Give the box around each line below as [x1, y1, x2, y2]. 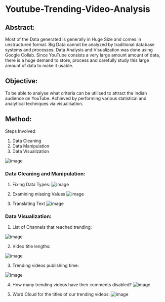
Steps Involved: [5, 128, 37, 134]
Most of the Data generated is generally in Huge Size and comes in [5, 36, 142, 42]
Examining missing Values [12, 191, 66, 197]
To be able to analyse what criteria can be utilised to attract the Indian [5, 90, 147, 96]
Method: [5, 115, 32, 123]
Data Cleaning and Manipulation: [5, 170, 85, 177]
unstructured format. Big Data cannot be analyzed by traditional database [5, 42, 155, 48]
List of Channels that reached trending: [12, 224, 92, 230]
